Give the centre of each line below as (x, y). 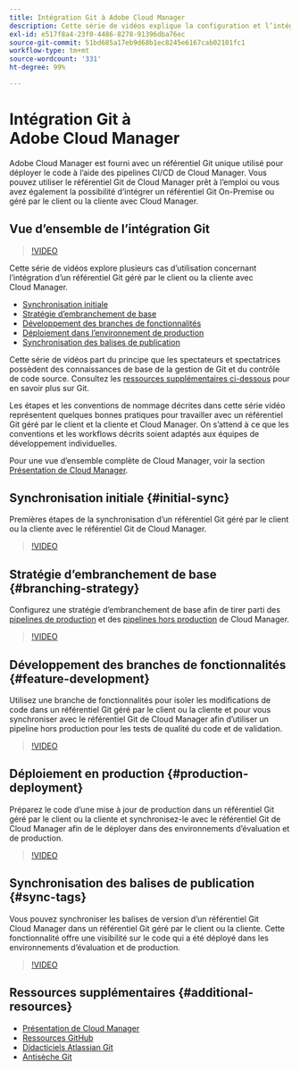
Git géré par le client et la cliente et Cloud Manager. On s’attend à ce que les (149, 424)
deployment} (46, 788)
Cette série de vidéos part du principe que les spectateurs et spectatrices (145, 359)
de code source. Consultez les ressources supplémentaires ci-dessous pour (150, 378)
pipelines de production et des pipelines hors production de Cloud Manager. (150, 619)
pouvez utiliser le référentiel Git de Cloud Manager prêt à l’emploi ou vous (144, 182)
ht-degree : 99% (37, 68)
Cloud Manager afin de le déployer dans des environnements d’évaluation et (150, 828)
